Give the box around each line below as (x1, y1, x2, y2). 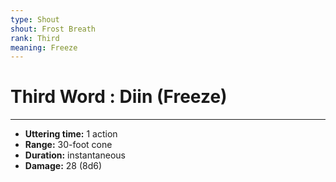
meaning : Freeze (10, 42, 78, 53)
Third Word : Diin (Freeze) (10, 86, 228, 108)
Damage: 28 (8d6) (24, 160, 103, 172)
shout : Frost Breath (10, 24, 97, 34)
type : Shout (10, 14, 60, 25)
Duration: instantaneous (24, 149, 126, 161)
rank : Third (10, 33, 60, 43)
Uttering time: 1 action (24, 128, 118, 140)
